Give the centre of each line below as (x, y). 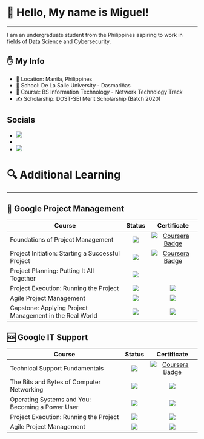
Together (23, 279)
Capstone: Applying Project (49, 308)
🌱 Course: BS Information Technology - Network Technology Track (99, 92)
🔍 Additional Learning (64, 175)
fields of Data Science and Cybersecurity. (59, 41)
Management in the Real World (54, 316)
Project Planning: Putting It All (52, 271)
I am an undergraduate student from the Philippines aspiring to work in (95, 35)
